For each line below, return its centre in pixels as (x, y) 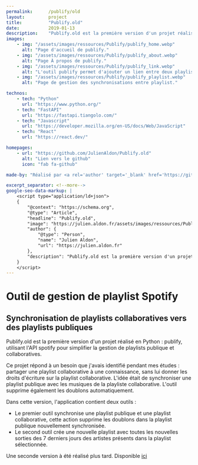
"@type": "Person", (61, 235)
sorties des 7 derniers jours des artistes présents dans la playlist (93, 439)
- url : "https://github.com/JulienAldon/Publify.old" (84, 153)
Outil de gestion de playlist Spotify (92, 296)
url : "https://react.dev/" (55, 137)
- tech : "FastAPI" (39, 109)
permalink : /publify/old (43, 11)
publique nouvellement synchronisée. (60, 426)
